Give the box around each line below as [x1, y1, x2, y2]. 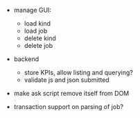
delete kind [24, 34, 57, 42]
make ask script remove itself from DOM [13, 90, 130, 97]
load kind [24, 19, 51, 27]
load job [24, 27, 48, 35]
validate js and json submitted [24, 76, 110, 84]
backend [13, 55, 40, 63]
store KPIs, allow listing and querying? [24, 69, 133, 76]
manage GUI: [13, 6, 52, 14]
